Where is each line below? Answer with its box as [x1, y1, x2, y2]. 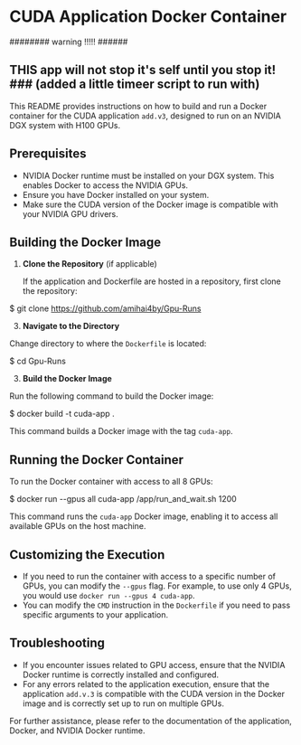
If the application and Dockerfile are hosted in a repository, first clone [22, 276, 282, 287]
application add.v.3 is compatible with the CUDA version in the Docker [22, 688, 285, 699]
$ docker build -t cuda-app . [9, 409, 115, 420]
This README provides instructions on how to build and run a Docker [9, 100, 268, 111]
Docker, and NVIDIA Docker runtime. [9, 725, 146, 736]
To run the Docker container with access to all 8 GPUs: [9, 476, 213, 487]
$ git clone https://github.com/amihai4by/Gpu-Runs [9, 303, 202, 314]
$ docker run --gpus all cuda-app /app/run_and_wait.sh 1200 [9, 494, 237, 505]
